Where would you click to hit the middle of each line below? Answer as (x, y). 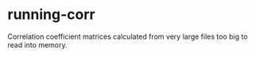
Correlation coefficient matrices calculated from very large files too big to (128, 36)
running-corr (52, 15)
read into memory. (38, 44)
